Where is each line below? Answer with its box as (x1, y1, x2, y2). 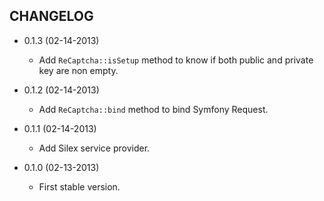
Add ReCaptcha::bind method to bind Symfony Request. (38, 103, 269, 115)
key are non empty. (38, 64, 119, 76)
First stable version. (38, 180, 121, 193)
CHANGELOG (9, 8, 94, 25)
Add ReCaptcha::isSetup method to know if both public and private (38, 54, 314, 66)
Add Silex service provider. (38, 142, 151, 154)
